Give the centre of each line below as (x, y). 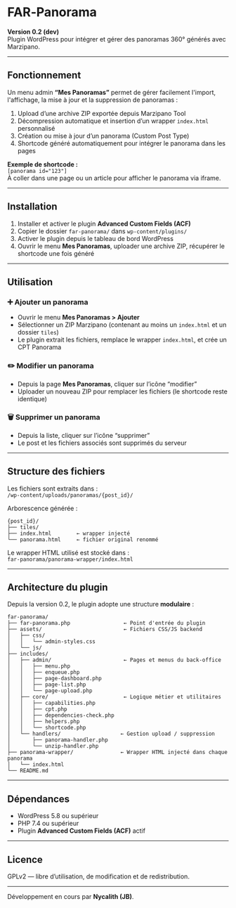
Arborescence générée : (42, 508)
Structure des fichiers (56, 472)
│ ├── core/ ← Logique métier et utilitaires (114, 697)
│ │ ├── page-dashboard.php (54, 679)
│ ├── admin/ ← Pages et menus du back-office (114, 660)
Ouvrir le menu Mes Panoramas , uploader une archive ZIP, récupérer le (121, 246)
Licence (25, 859)
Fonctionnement (44, 76)
